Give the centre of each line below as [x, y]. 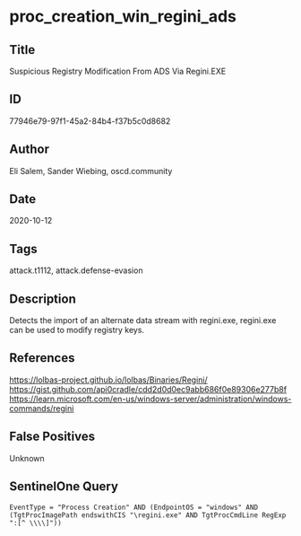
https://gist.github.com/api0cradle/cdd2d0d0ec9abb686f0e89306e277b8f [148, 389]
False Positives [52, 437]
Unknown [27, 458]
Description [43, 299]
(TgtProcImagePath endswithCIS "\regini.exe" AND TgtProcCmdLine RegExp [148, 515]
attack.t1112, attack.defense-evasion [76, 270]
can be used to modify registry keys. [77, 330]
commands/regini [42, 408]
